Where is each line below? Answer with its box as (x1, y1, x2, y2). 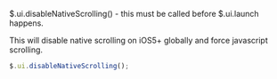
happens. (9, 18, 45, 28)
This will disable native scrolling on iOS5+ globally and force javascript (9, 36, 269, 45)
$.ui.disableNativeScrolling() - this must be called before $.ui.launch (9, 9, 260, 19)
